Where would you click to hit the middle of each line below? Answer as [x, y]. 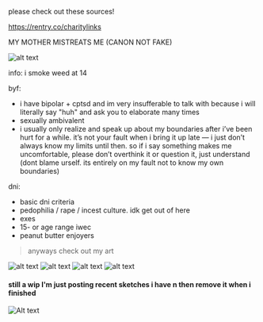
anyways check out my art [71, 251]
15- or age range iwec [55, 227]
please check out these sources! [61, 11]
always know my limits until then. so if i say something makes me [126, 146]
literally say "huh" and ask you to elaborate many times [109, 112]
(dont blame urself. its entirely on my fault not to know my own [122, 163]
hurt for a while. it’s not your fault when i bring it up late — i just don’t [132, 137]
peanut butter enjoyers [57, 236]
